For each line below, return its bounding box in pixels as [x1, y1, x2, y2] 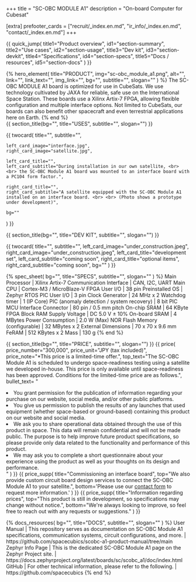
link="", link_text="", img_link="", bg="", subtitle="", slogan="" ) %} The [6, 76, 178, 83]
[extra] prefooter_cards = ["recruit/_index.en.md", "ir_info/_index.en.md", [6, 23, 182, 29]
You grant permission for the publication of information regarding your [13, 389, 183, 396]
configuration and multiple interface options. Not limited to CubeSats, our [6, 102, 183, 108]
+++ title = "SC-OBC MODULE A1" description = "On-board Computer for [6, 5, 183, 12]
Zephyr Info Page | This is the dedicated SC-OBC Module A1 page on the [6, 544, 181, 551]
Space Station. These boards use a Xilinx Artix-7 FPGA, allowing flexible [6, 95, 180, 102]
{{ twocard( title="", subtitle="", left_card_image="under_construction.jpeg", [6, 243, 189, 250]
